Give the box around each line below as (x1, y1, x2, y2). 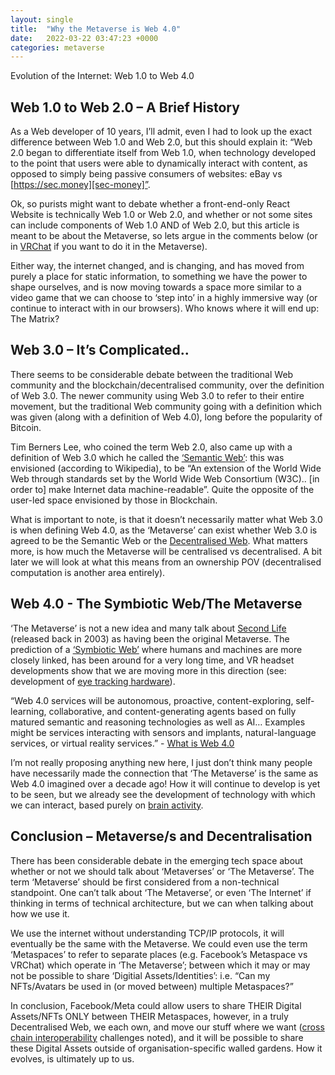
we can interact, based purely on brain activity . (10, 799, 204, 811)
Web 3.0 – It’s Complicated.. (10, 342, 190, 359)
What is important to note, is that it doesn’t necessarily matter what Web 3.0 (10, 513, 323, 525)
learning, (10, 705, 47, 717)
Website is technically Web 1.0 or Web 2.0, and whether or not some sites (10, 209, 313, 221)
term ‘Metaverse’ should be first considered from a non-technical (10, 876, 280, 888)
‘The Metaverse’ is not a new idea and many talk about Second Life (10, 622, 287, 634)
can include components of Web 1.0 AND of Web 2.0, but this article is (10, 219, 300, 231)
